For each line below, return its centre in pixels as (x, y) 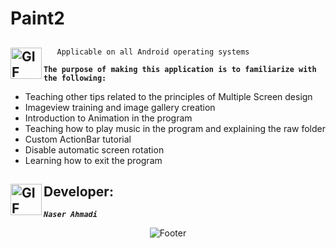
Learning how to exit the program (93, 160)
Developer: (78, 191)
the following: (75, 78)
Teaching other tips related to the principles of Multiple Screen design (168, 96)
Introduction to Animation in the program (108, 118)
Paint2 (37, 18)
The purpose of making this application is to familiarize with (180, 69)
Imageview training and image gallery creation (120, 107)
